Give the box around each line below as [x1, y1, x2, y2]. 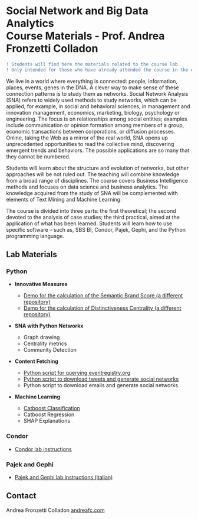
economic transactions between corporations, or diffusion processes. [6, 128, 176, 135]
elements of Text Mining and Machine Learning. [6, 196, 122, 203]
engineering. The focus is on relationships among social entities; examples [6, 115, 187, 122]
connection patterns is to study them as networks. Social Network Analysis [6, 90, 189, 97]
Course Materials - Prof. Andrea [6, 30, 165, 43]
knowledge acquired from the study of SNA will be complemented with [6, 189, 178, 196]
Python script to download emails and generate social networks [23, 382, 179, 389]
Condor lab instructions [14, 445, 72, 453]
